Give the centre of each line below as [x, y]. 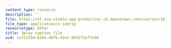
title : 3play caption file [34, 33]
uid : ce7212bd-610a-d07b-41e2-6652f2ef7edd [52, 38]
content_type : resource [31, 10]
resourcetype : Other [27, 28]
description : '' [22, 14]
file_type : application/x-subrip [41, 24]
